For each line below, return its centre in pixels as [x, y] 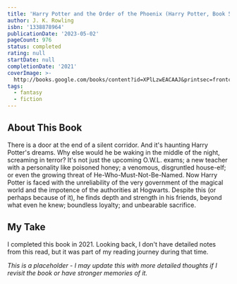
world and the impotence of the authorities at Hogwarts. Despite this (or [112, 190]
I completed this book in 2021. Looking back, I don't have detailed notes [112, 244]
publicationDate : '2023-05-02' [53, 34]
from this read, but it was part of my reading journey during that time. [108, 252]
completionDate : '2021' [42, 66]
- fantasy [28, 93]
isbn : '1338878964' [36, 27]
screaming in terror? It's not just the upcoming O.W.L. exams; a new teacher [117, 160]
